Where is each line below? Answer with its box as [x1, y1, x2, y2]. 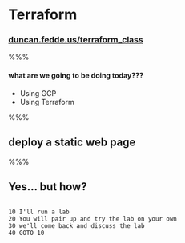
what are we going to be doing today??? [8, 70, 144, 81]
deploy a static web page [8, 136, 136, 149]
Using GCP [19, 88, 57, 98]
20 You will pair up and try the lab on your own [8, 215, 178, 223]
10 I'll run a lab [8, 208, 70, 217]
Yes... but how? [8, 180, 87, 193]
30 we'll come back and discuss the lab [8, 222, 146, 230]
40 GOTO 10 [8, 229, 45, 237]
